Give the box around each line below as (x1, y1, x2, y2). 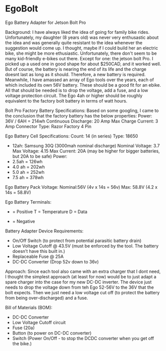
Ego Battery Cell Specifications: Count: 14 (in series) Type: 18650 (5, 133, 138, 139)
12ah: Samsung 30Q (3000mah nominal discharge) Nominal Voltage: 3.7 (12, 142, 160, 148)
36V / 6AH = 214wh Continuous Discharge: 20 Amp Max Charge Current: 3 (5, 118, 159, 124)
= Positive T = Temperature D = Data (12, 209, 88, 215)
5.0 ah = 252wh (12, 169, 45, 175)
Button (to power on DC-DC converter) (12, 330, 92, 336)
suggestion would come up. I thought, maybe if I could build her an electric (5, 45, 159, 51)
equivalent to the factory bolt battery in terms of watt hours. (5, 98, 128, 104)
